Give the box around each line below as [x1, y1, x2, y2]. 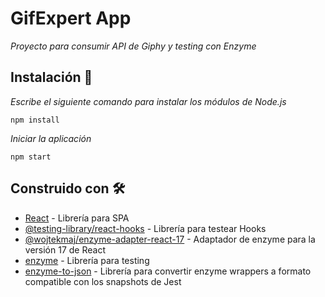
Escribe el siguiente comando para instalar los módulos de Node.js [10, 95, 287, 107]
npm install [10, 115, 60, 125]
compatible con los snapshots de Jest [24, 275, 182, 287]
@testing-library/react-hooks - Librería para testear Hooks [24, 222, 267, 234]
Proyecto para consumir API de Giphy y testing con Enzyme [10, 40, 257, 52]
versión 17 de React [24, 243, 106, 256]
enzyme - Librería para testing [24, 254, 150, 266]
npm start [10, 152, 52, 162]
